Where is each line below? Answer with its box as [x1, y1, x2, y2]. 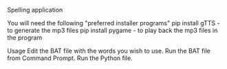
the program [7, 33, 43, 42]
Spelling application [7, 6, 63, 14]
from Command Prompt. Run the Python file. [7, 54, 133, 62]
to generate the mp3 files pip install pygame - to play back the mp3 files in [7, 27, 218, 34]
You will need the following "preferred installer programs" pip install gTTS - [7, 19, 220, 27]
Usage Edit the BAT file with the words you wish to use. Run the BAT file [7, 47, 211, 55]
